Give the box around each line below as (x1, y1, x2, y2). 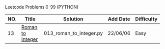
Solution (63, 16, 83, 22)
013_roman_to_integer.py (43, 30, 103, 36)
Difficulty (135, 16, 158, 22)
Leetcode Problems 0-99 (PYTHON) (5, 4, 79, 10)
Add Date (108, 16, 130, 22)
